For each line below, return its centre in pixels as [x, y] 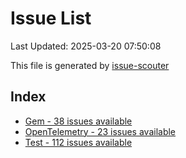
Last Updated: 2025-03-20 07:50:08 [86, 46]
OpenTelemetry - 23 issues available [100, 131]
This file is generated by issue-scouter [90, 65]
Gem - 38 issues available [78, 121]
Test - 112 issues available [78, 142]
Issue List [51, 18]
